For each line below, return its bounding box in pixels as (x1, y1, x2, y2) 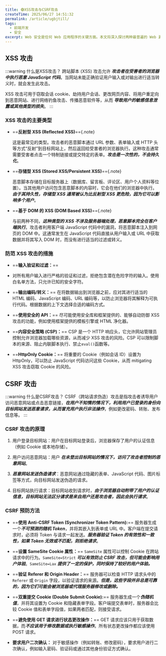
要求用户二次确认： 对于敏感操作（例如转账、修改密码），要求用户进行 (12, 639, 154, 645)
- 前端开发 (9, 26, 29, 31)
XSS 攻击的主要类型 (5, 117, 52, 124)
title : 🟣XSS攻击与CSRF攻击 (5, 7, 58, 12)
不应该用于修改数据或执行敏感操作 (25, 623, 95, 628)
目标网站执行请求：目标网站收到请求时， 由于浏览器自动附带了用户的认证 (12, 488, 159, 493)
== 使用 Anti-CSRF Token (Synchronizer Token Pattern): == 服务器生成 (12, 519, 157, 525)
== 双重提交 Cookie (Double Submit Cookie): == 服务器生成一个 (12, 594, 141, 600)
